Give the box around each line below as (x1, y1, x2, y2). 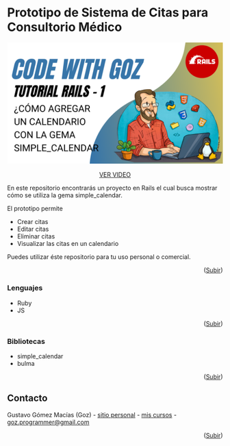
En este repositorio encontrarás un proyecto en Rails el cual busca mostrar (7, 184, 218, 193)
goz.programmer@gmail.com (7, 418, 90, 426)
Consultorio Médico (7, 19, 123, 35)
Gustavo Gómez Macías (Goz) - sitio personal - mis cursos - (7, 410, 177, 419)
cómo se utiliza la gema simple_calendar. (7, 191, 123, 199)
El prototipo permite (7, 204, 63, 213)
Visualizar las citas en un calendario (16, 240, 119, 248)
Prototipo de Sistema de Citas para (7, 5, 209, 21)
